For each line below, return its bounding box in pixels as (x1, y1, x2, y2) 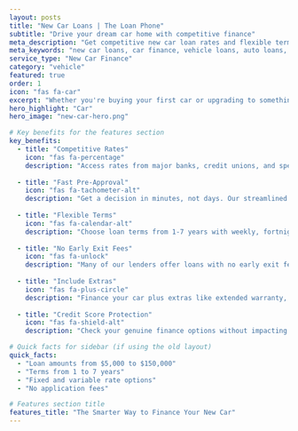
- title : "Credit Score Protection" (17, 310, 153, 319)
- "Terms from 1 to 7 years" (17, 367, 125, 376)
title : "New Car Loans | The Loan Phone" (9, 21, 165, 30)
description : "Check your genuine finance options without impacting (25, 326, 288, 336)
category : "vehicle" (9, 63, 86, 72)
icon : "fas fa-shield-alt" (25, 318, 125, 327)
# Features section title (9, 400, 105, 409)
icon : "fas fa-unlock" (25, 252, 109, 261)
